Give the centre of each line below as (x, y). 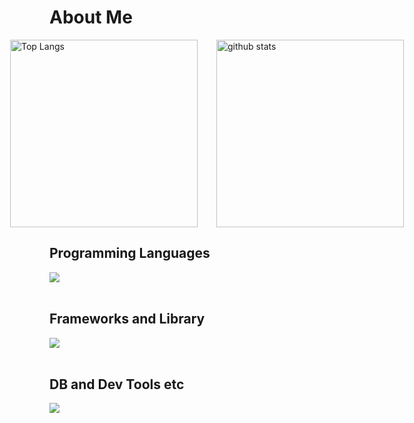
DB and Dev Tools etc (117, 384)
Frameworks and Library (127, 319)
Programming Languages (130, 253)
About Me (91, 17)
